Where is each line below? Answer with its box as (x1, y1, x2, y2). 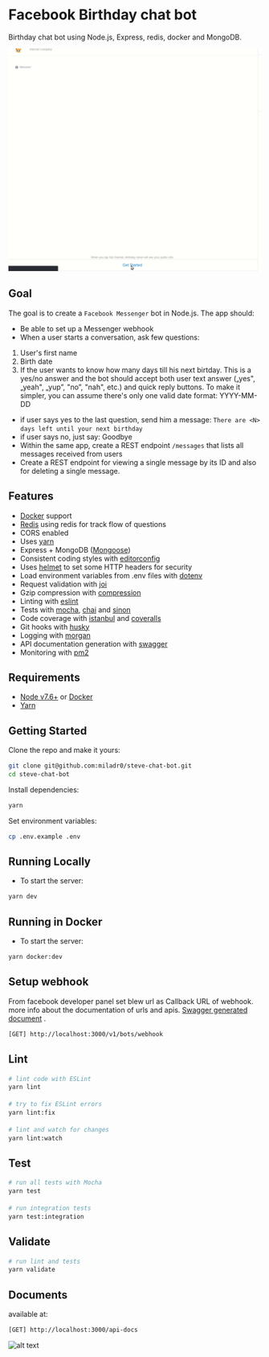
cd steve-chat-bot (8, 771, 70, 779)
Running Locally (8, 855, 91, 869)
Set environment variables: (8, 816, 97, 825)
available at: (8, 1310, 48, 1319)
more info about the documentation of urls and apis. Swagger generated (8, 1005, 248, 1014)
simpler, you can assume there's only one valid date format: (19, 390, 218, 400)
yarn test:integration (8, 1212, 84, 1220)
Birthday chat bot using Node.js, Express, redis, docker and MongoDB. (8, 32, 243, 42)
